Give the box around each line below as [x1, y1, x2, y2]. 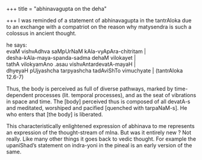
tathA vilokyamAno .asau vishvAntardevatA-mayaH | [6, 60, 136, 68]
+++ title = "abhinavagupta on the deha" [6, 5, 107, 12]
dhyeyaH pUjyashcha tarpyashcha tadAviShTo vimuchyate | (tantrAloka [6, 67, 183, 74]
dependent [6, 92, 34, 98]
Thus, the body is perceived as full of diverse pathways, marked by [6, 85, 174, 92]
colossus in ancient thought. [6, 30, 77, 37]
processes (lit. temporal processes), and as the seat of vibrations [34, 92, 197, 98]
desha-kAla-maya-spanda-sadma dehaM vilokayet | [6, 54, 136, 61]
